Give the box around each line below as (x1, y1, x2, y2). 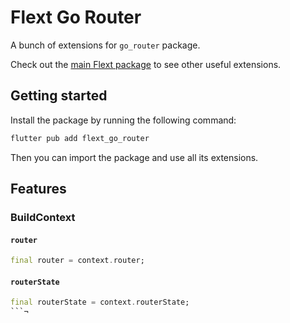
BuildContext (10, 210, 76, 224)
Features (10, 181, 67, 198)
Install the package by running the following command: (10, 114, 237, 126)
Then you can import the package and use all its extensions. (10, 151, 259, 163)
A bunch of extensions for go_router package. (10, 39, 201, 51)
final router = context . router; (10, 256, 145, 266)
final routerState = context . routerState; (10, 297, 190, 308)
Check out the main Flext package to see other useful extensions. (10, 58, 282, 70)
